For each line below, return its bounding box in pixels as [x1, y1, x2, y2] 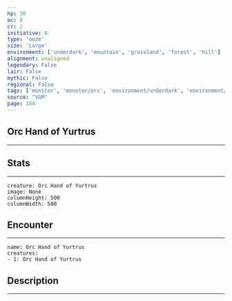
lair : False [7, 68, 41, 75]
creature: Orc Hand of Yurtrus [7, 182, 97, 189]
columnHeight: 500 [7, 194, 60, 201]
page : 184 [7, 100, 36, 107]
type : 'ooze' [7, 36, 45, 43]
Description [7, 275, 59, 286]
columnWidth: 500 [7, 200, 57, 208]
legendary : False [7, 62, 57, 69]
